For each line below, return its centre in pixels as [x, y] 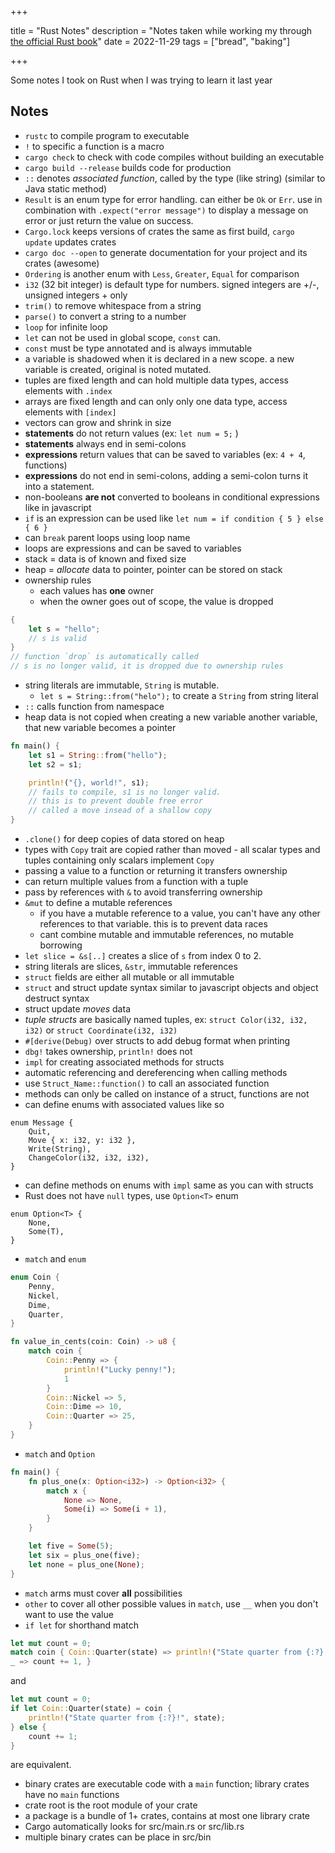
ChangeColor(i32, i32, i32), [89, 1158]
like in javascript [58, 507]
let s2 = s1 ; [55, 764]
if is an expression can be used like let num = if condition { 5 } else [174, 518]
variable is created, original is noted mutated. [118, 369]
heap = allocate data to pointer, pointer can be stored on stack [153, 569]
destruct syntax [57, 998]
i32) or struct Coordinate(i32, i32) [101, 1030]
